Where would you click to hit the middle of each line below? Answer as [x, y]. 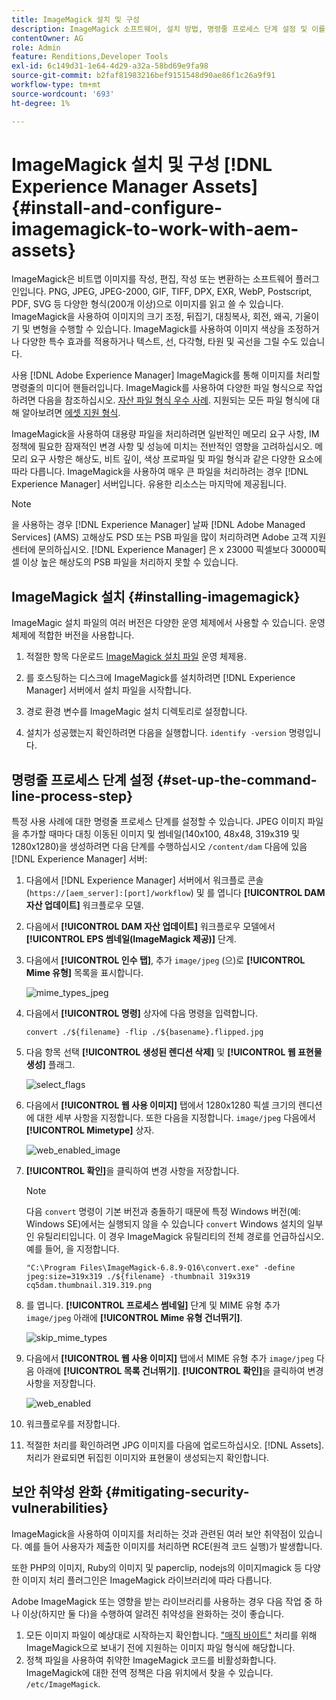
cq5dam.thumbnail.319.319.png [89, 1286]
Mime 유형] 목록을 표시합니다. [84, 973]
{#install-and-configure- [117, 207]
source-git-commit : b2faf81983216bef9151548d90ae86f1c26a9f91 [143, 76]
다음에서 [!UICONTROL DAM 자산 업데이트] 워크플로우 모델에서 [150, 927]
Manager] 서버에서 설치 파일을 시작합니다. [108, 690]
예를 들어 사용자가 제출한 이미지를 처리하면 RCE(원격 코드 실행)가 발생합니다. [173, 1546]
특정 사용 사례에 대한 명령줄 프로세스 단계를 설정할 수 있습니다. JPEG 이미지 [158, 822]
